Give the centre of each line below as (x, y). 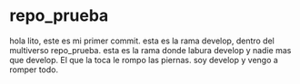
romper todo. (34, 70)
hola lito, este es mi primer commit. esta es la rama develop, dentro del (142, 41)
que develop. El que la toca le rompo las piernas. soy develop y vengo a (144, 60)
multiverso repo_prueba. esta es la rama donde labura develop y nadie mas (150, 50)
